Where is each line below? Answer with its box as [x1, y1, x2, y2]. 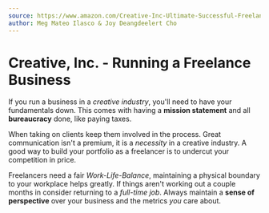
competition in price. [8, 155, 77, 165]
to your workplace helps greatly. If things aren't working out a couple [8, 179, 236, 189]
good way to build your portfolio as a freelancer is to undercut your [8, 147, 230, 156]
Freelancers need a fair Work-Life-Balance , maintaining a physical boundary [8, 171, 260, 180]
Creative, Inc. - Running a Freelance [8, 54, 251, 72]
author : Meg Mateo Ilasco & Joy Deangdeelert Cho [8, 19, 178, 27]
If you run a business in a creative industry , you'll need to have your [8, 97, 232, 106]
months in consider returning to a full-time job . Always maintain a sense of [8, 187, 255, 197]
